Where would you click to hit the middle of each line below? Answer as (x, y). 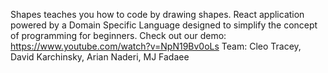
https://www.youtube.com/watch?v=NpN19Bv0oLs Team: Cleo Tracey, (156, 46)
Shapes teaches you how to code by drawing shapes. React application (157, 14)
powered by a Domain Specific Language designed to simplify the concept (164, 25)
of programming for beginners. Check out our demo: (118, 35)
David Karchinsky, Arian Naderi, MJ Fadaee (100, 57)
